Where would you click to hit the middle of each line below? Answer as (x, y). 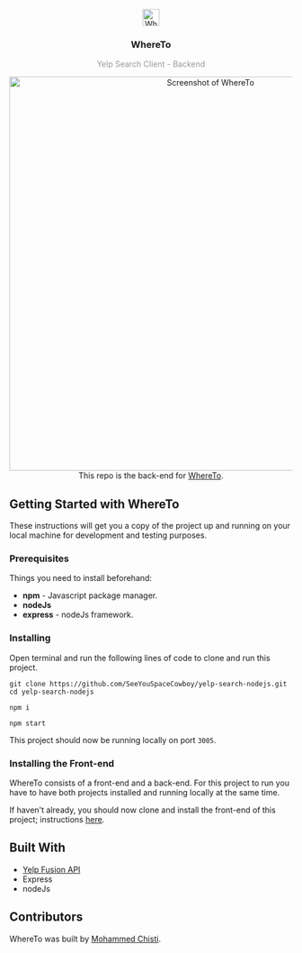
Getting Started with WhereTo (94, 504)
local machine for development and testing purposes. (108, 535)
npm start (28, 723)
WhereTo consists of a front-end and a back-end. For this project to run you (150, 783)
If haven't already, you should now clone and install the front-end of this (142, 810)
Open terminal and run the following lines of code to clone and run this (140, 658)
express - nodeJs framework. (78, 615)
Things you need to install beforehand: (81, 578)
